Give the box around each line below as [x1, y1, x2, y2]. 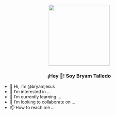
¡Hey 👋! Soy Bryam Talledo [47, 72, 111, 79]
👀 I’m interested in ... [9, 89, 51, 95]
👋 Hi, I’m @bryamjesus [9, 83, 55, 90]
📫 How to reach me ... [9, 105, 55, 111]
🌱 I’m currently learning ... [9, 94, 62, 100]
